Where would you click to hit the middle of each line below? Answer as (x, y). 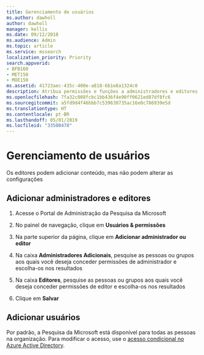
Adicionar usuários (43, 317)
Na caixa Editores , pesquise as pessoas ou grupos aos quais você (99, 280)
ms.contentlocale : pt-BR (38, 114)
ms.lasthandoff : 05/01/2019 (42, 120)
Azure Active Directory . (36, 345)
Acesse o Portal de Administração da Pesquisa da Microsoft (91, 213)
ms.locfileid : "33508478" (39, 126)
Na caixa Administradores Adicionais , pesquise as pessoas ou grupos (104, 255)
